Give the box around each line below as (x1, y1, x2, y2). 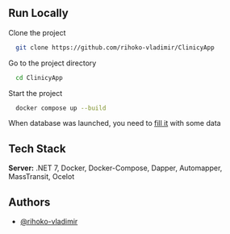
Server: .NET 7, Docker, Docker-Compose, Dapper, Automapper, (8, 163, 223, 173)
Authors (8, 195, 51, 209)
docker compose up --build (15, 104, 107, 112)
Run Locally (8, 6, 69, 20)
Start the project (8, 88, 63, 98)
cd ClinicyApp (15, 73, 63, 81)
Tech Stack (8, 141, 66, 156)
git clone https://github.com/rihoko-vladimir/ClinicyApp (15, 44, 215, 52)
